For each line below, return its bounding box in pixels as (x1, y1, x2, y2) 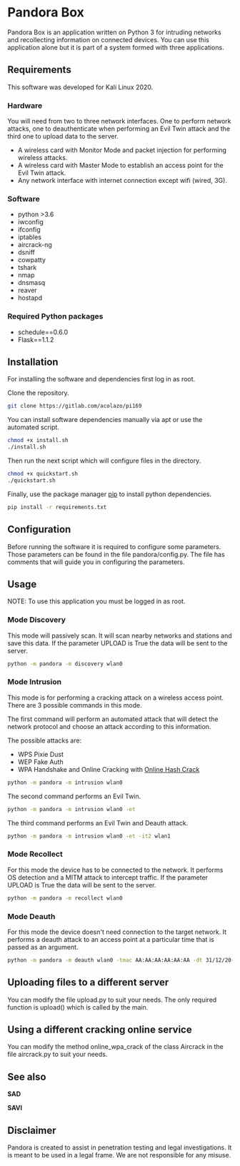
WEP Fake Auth (17, 758, 64, 766)
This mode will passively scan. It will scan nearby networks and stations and (7, 631, 232, 640)
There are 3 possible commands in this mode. (7, 700, 142, 709)
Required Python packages (7, 311, 104, 321)
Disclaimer (7, 1124, 56, 1136)
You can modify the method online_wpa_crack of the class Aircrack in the (7, 1042, 224, 1051)
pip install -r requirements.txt (7, 503, 107, 511)
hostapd (17, 293, 43, 302)
